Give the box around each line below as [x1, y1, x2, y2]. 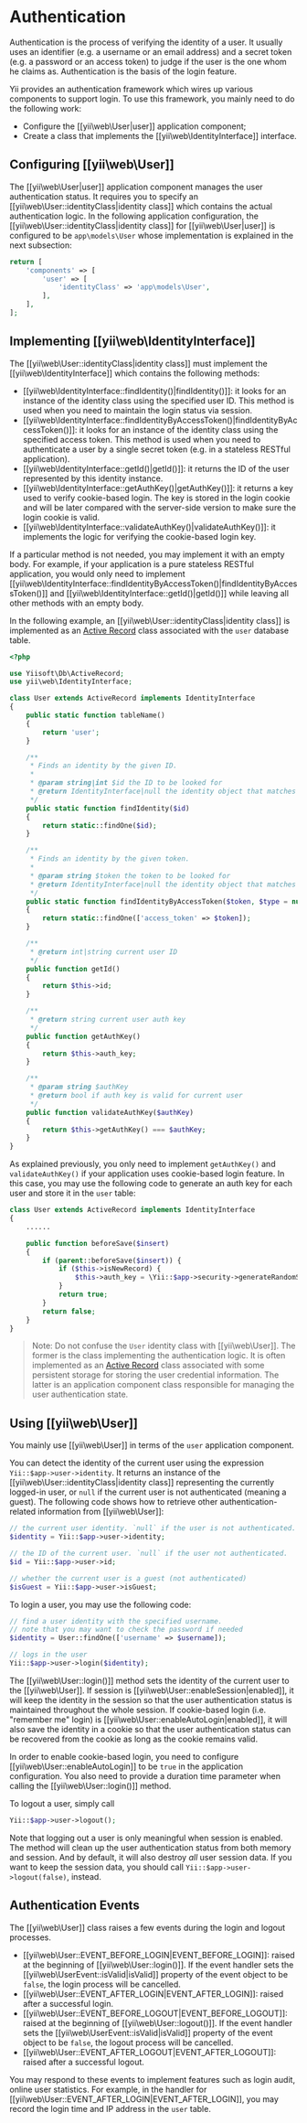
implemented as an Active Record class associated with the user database [9, 625, 290, 636]
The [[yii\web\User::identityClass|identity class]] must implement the [9, 358, 268, 369]
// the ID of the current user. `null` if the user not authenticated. [9, 1549, 288, 1558]
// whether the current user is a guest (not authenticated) [9, 1573, 248, 1583]
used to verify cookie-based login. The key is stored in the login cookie [22, 492, 291, 503]
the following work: [9, 102, 82, 113]
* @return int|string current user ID [29, 947, 178, 957]
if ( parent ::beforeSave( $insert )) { [42, 1256, 182, 1265]
